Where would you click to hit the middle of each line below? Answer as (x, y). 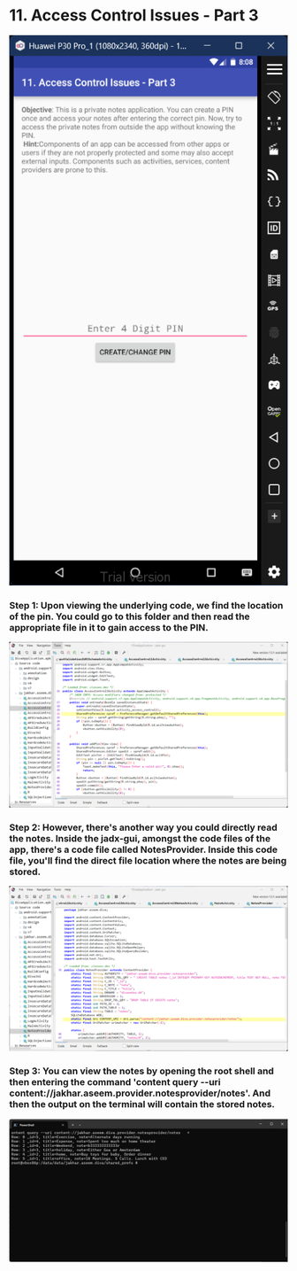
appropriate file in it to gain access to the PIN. (109, 628)
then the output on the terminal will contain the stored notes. (142, 1104)
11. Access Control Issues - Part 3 (134, 15)
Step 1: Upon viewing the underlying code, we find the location (146, 606)
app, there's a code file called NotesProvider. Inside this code (144, 849)
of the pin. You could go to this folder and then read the (129, 616)
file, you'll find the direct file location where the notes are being (148, 860)
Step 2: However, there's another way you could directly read (143, 827)
